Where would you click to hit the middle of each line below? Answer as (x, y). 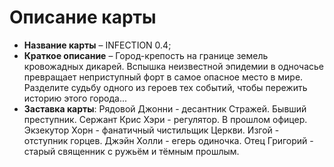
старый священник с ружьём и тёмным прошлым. (131, 151)
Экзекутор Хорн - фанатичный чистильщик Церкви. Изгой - (151, 130)
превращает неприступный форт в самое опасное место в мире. (163, 77)
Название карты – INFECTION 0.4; (97, 45)
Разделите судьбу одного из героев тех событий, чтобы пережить (165, 87)
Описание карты (83, 17)
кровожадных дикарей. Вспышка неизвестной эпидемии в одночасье (173, 66)
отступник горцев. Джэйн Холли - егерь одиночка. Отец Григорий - (168, 140)
